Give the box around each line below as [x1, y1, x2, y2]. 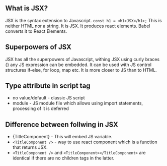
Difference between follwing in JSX [5, 120, 118, 129]
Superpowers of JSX [5, 43, 71, 51]
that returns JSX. [12, 144, 48, 150]
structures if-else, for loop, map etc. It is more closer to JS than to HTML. [5, 67, 157, 73]
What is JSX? [5, 4, 48, 13]
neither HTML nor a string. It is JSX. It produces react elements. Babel [5, 23, 150, 29]
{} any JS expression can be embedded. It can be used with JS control [5, 62, 152, 68]
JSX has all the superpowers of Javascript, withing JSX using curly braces [5, 56, 160, 62]
